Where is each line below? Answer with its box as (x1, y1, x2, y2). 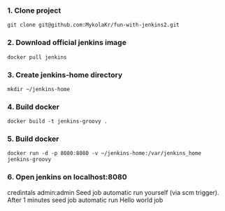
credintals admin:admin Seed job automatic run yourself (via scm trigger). (7, 188, 219, 196)
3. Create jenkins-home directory (7, 69, 123, 79)
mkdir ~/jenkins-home (7, 86, 71, 93)
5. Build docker (7, 134, 59, 144)
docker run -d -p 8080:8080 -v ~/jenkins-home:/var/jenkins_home (7, 150, 201, 157)
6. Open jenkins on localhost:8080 (7, 172, 127, 182)
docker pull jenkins (7, 53, 68, 61)
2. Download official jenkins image (7, 38, 127, 48)
